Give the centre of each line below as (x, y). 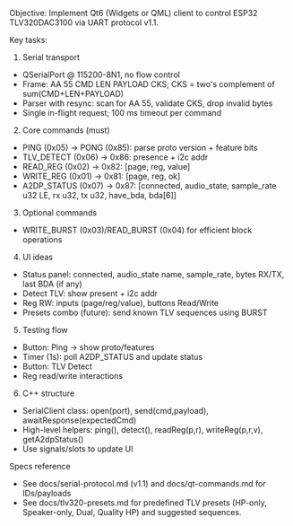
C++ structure (48, 393)
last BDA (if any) (52, 284)
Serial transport (51, 57)
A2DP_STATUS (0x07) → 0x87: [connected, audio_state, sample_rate (149, 186)
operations (42, 240)
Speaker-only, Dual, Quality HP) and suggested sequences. (132, 512)
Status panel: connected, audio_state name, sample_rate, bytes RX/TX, (153, 274)
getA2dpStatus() (53, 439)
